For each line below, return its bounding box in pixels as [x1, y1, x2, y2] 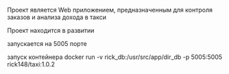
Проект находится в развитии [7, 27, 95, 34]
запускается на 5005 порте [7, 40, 87, 47]
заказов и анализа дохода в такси [7, 13, 106, 21]
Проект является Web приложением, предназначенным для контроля [7, 6, 213, 14]
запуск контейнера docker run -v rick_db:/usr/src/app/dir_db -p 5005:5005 [7, 53, 223, 61]
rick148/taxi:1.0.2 [7, 60, 55, 68]
